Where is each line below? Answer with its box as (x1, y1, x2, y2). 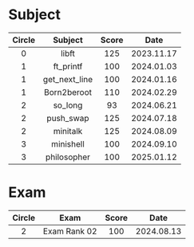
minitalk (53, 125, 83, 136)
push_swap (46, 112, 89, 123)
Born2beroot (43, 86, 92, 97)
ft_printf (53, 61, 83, 72)
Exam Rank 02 (42, 225, 97, 237)
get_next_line (42, 73, 93, 84)
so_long (53, 100, 83, 111)
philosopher (45, 151, 90, 163)
